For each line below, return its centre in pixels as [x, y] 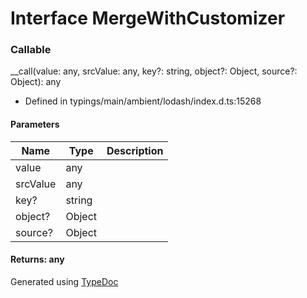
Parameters [35, 124]
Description [135, 150]
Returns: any [37, 259]
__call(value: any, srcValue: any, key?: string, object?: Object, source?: [154, 71]
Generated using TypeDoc [64, 281]
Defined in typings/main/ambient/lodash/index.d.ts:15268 [143, 101]
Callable [31, 50]
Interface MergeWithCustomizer [148, 18]
